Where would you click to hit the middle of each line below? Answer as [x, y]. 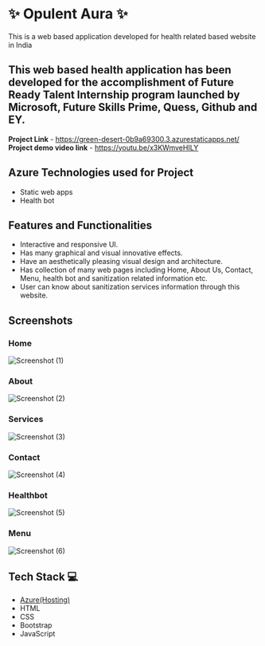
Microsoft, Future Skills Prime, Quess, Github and [133, 107]
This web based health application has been [120, 70]
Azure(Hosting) [45, 600]
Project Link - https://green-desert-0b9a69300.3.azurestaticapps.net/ [124, 139]
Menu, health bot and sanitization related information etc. [114, 278]
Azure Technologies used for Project [101, 173]
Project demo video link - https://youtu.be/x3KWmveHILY [103, 148]
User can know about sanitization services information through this [130, 287]
